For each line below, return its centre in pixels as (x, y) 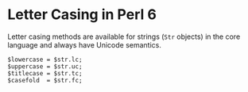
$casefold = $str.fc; (45, 80)
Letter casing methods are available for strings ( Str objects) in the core (124, 36)
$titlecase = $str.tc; (45, 73)
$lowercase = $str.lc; (45, 59)
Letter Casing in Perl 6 (82, 15)
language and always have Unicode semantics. (85, 44)
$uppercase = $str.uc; (45, 66)
